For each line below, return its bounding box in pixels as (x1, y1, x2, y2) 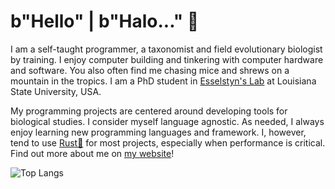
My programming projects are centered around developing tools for (10, 105, 288, 117)
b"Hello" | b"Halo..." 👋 (10, 10, 200, 33)
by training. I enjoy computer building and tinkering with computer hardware (10, 53, 324, 65)
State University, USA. (10, 85, 102, 97)
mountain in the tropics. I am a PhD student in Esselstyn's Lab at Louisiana (10, 75, 317, 87)
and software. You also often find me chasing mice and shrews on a (10, 64, 290, 76)
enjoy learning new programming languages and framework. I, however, (10, 126, 307, 138)
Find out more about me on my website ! (10, 147, 175, 159)
